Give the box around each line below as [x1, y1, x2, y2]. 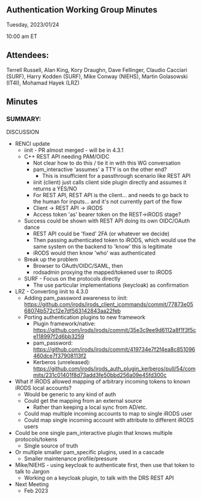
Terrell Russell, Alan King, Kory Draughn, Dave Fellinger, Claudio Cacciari [6, 66, 188, 73]
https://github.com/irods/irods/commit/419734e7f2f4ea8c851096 [33, 346, 196, 353]
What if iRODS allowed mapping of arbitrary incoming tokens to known [14, 378, 191, 385]
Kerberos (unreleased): [33, 359, 91, 366]
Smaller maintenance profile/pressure [24, 455, 118, 462]
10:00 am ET [6, 33, 37, 40]
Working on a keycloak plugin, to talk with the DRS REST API [24, 474, 174, 481]
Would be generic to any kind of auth [24, 391, 116, 398]
